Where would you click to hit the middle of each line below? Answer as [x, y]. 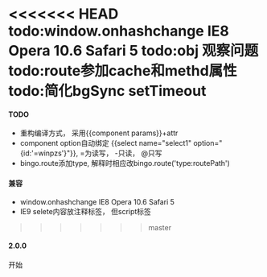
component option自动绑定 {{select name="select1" [105, 143]
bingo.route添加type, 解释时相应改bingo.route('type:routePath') [125, 163]
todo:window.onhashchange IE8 [119, 31]
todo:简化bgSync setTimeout [107, 91]
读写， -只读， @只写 [127, 153]
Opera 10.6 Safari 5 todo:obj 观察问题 [133, 51]
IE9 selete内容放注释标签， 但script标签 [85, 211]
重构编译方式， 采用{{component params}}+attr [99, 133]
